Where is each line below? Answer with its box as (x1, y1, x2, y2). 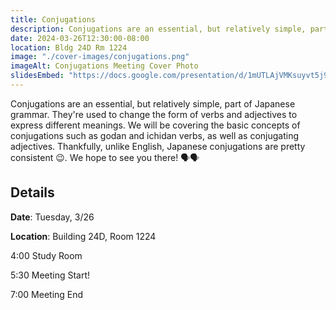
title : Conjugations (10, 14, 97, 25)
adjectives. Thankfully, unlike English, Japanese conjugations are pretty (10, 140, 306, 152)
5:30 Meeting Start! (10, 269, 91, 281)
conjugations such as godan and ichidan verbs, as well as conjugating (10, 129, 300, 141)
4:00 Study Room (10, 249, 83, 261)
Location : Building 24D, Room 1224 (10, 230, 157, 242)
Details (10, 184, 55, 201)
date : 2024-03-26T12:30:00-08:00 (10, 33, 150, 43)
